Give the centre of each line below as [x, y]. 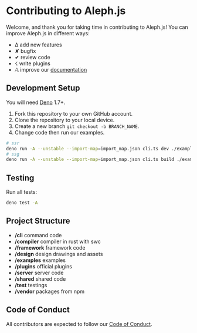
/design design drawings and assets [59, 254]
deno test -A [22, 203]
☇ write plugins [33, 63]
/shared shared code [40, 279]
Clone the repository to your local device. [64, 120]
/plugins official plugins [43, 266]
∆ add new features [38, 45]
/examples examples [40, 260]
